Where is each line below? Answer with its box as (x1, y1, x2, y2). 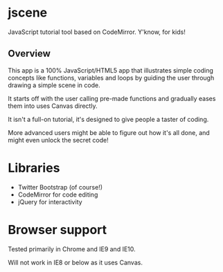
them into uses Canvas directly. (8, 102, 98, 110)
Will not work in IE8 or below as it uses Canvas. (8, 258, 143, 266)
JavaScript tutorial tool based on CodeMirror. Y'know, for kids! (8, 28, 186, 36)
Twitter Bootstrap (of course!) (17, 183, 103, 191)
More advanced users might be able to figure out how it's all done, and (8, 128, 210, 136)
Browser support (8, 221, 107, 237)
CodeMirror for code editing (17, 190, 98, 199)
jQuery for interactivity (17, 197, 82, 206)
